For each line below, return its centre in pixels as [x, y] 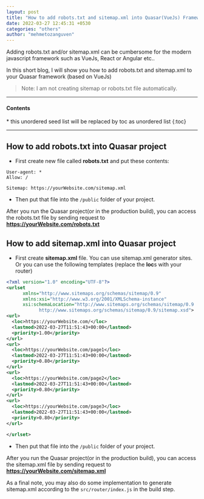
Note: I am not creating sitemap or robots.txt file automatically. [99, 88]
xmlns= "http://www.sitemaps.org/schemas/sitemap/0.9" [92, 293]
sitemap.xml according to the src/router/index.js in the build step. [91, 489]
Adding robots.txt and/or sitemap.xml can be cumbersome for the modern [99, 52]
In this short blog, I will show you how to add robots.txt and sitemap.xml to [99, 70]
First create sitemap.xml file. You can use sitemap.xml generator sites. [104, 258]
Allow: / [17, 178]
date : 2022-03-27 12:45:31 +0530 [49, 23]
